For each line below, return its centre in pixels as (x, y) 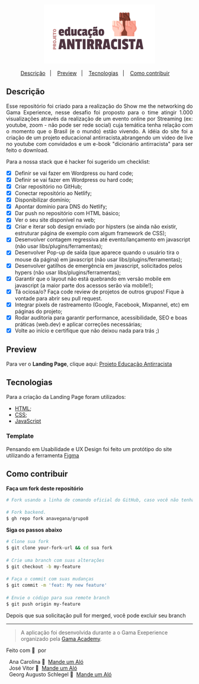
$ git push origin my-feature (44, 604)
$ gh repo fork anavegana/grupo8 (47, 519)
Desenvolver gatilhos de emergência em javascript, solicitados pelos (98, 266)
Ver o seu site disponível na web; (55, 220)
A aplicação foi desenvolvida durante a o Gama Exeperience (94, 632)
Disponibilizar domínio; (43, 200)
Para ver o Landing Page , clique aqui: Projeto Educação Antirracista (89, 364)
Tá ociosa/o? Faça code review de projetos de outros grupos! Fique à (99, 292)
